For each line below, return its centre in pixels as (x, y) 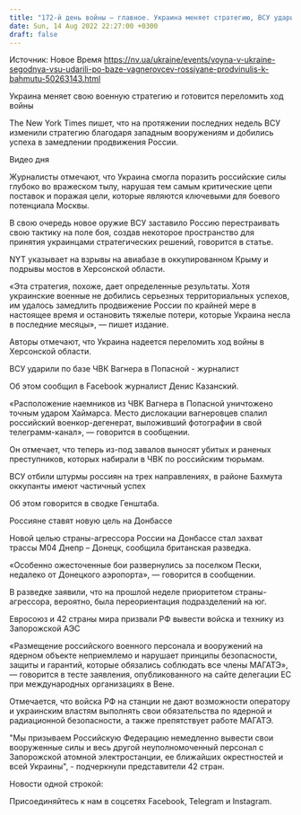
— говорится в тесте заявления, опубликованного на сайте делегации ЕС (150, 675)
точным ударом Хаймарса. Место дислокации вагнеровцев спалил (138, 413)
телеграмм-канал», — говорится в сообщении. (100, 433)
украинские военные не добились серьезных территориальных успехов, (150, 296)
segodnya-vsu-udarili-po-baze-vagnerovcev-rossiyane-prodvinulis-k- (139, 69)
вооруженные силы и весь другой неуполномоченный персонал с (137, 748)
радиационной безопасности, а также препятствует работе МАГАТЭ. (142, 721)
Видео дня (29, 160)
